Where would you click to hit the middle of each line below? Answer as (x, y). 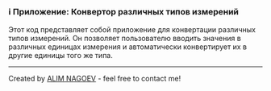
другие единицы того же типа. (60, 56)
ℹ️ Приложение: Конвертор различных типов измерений (124, 11)
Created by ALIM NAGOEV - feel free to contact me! (95, 79)
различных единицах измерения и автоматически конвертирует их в (128, 47)
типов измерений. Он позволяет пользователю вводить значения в (125, 39)
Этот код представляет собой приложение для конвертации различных (132, 30)
